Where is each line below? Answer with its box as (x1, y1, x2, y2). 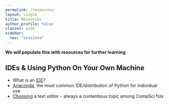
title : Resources (5, 17, 42, 22)
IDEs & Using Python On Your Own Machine (5, 64, 145, 72)
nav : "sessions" (10, 36, 44, 41)
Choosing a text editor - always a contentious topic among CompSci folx (12, 93, 164, 99)
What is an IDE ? (12, 77, 46, 83)
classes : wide (5, 26, 35, 31)
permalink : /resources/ (5, 7, 56, 13)
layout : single (5, 12, 37, 17)
